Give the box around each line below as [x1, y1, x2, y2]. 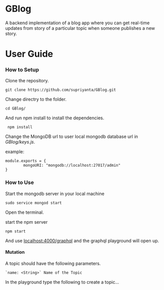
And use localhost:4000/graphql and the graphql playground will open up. [5, 237, 159, 244]
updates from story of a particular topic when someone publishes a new [5, 25, 155, 31]
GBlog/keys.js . [5, 139, 35, 145]
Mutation [5, 249, 25, 255]
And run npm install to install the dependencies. [5, 115, 104, 121]
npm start [5, 228, 26, 234]
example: [5, 149, 24, 155]
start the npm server [5, 219, 48, 225]
